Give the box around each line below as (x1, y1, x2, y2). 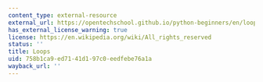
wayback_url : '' (8, 62, 61, 70)
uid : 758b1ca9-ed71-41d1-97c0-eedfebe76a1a (8, 55, 153, 63)
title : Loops (8, 48, 51, 55)
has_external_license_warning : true (8, 26, 128, 34)
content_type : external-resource (8, 11, 117, 20)
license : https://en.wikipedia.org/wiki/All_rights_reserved (8, 33, 212, 41)
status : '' (8, 41, 44, 48)
